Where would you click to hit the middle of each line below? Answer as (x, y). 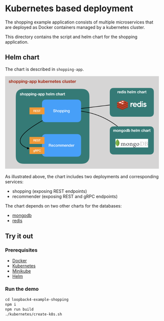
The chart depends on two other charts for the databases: (63, 206)
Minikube (21, 271)
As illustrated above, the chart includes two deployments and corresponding (82, 177)
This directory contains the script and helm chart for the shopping (71, 37)
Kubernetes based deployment (69, 9)
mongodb (22, 215)
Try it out (19, 236)
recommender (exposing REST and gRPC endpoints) (65, 197)
